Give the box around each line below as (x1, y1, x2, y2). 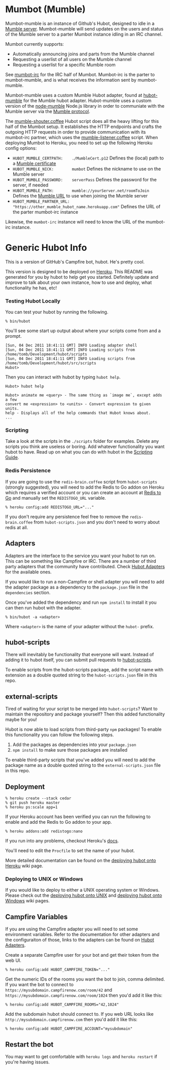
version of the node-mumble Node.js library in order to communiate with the (5, 103, 165, 109)
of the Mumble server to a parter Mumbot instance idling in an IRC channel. (5, 31, 163, 37)
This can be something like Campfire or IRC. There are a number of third (5, 558, 156, 564)
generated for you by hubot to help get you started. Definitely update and (5, 274, 159, 280)
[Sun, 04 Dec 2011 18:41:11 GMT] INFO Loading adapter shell (5, 343, 138, 348)
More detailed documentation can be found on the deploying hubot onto (5, 857, 156, 864)
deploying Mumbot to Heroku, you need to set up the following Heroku (5, 140, 153, 146)
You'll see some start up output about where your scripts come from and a (5, 328, 161, 334)
